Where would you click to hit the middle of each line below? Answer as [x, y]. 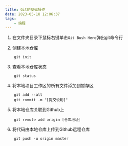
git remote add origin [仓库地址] [48, 120]
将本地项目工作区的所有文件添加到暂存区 [53, 86]
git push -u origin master [41, 139]
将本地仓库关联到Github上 [38, 109]
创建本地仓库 [25, 48]
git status [25, 76]
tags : [11, 18]
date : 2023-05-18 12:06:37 [32, 14]
